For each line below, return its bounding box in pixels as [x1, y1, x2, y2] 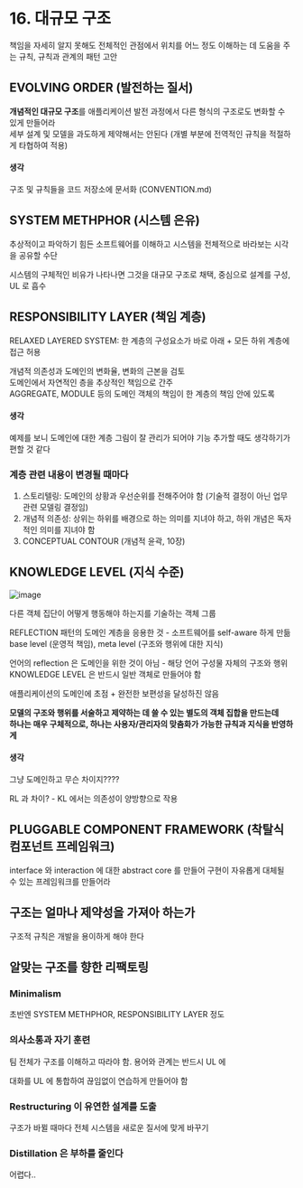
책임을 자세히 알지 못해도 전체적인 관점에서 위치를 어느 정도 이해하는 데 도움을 [9, 40, 281, 51]
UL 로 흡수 [9, 280, 47, 291]
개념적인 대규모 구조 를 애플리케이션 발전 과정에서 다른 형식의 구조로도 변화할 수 [9, 106, 286, 117]
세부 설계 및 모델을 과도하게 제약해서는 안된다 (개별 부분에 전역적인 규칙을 [9, 128, 268, 139]
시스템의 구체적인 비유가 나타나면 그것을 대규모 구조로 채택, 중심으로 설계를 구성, [9, 268, 291, 280]
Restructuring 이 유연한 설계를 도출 [9, 1099, 157, 1112]
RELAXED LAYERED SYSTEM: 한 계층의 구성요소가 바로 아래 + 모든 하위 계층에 [9, 335, 290, 346]
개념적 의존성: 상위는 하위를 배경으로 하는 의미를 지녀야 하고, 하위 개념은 [22, 513, 275, 524]
